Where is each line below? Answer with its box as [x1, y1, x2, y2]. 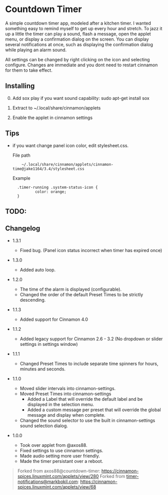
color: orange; [34, 189, 66, 194]
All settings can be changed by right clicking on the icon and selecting [5, 56, 150, 62]
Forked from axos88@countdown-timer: [17, 468, 101, 474]
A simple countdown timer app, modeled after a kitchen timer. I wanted [5, 20, 151, 26]
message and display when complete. [27, 412, 106, 418]
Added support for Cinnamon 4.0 [19, 316, 88, 322]
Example [12, 175, 31, 181]
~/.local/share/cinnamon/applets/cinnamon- [21, 162, 113, 167]
